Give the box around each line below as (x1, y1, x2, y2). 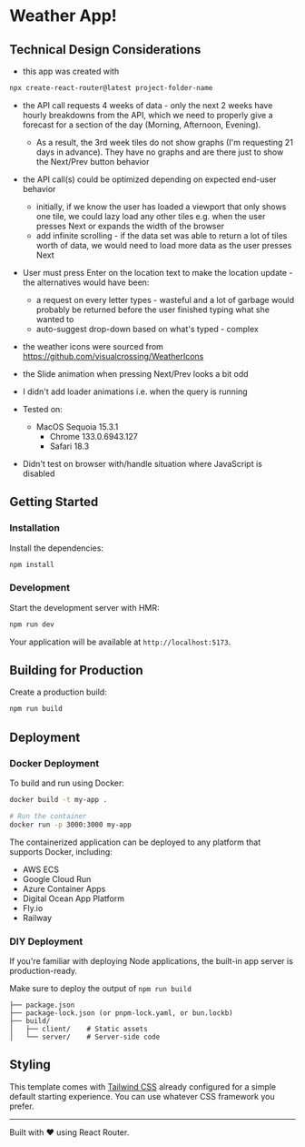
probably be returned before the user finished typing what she (35, 304, 271, 315)
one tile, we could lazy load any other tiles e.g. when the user (35, 210, 266, 221)
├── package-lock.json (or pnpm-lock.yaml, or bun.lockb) (9, 1008, 233, 1018)
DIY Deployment (9, 935, 84, 948)
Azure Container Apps (22, 883, 106, 894)
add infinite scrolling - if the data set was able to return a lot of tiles (35, 229, 288, 241)
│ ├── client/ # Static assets (9, 1024, 148, 1033)
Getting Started (9, 494, 99, 510)
